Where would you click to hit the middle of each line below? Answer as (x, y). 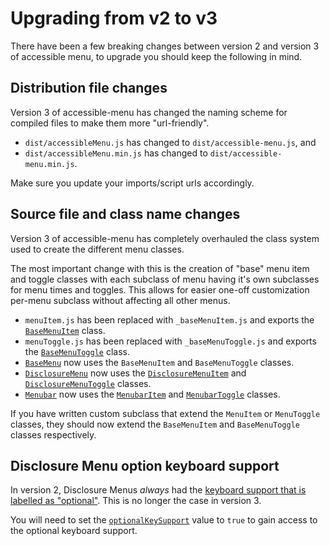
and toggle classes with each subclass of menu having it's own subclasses (165, 279)
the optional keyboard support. (74, 531)
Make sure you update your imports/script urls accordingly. (132, 183)
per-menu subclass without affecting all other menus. (120, 300)
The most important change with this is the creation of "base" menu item (160, 268)
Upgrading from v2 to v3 (114, 18)
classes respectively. (53, 434)
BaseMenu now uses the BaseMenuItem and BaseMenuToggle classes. (159, 362)
